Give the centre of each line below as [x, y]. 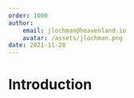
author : [21, 23]
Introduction [50, 85]
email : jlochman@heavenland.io [75, 30]
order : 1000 [28, 16]
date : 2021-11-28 [37, 45]
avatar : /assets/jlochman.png [73, 38]
